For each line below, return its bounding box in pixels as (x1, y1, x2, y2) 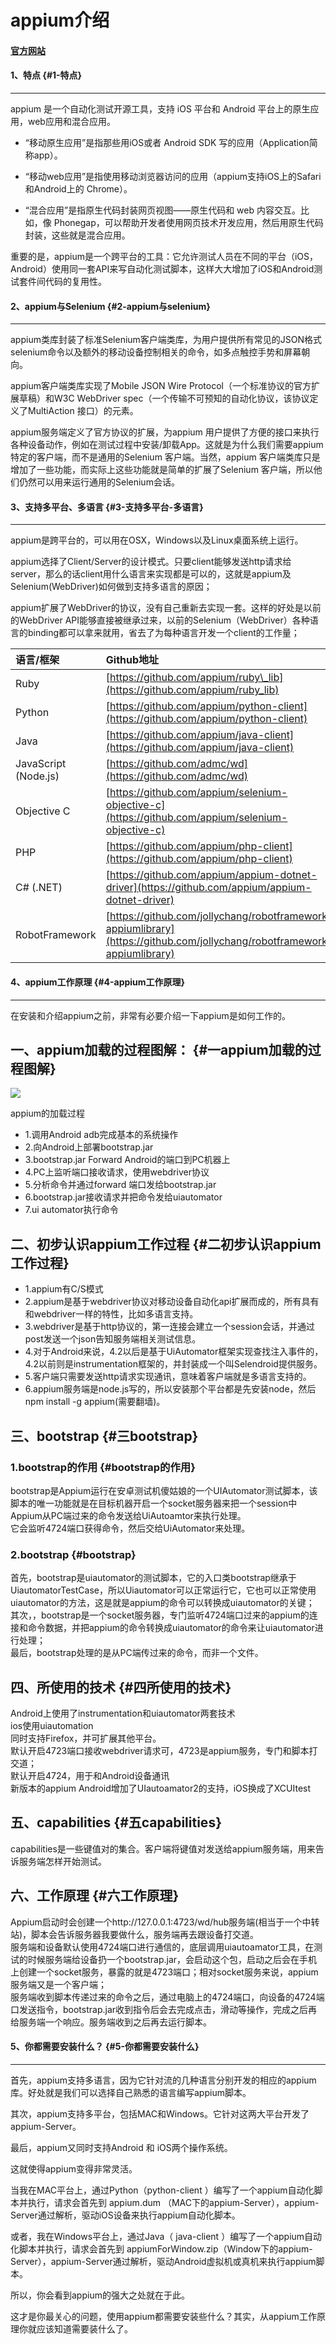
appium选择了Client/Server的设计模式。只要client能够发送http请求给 (10, 556, 292, 568)
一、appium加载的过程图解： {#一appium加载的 (10, 1041, 308, 1058)
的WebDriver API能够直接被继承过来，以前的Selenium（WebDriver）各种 (10, 614, 310, 626)
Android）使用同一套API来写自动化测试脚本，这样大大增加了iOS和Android (10, 262, 315, 275)
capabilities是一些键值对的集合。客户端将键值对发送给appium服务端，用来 (10, 1842, 316, 1855)
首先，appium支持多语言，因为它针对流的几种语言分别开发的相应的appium (10, 2074, 317, 2086)
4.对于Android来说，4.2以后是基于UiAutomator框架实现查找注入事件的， (24, 1346, 324, 1358)
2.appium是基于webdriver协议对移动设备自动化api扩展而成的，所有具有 (24, 1296, 320, 1308)
